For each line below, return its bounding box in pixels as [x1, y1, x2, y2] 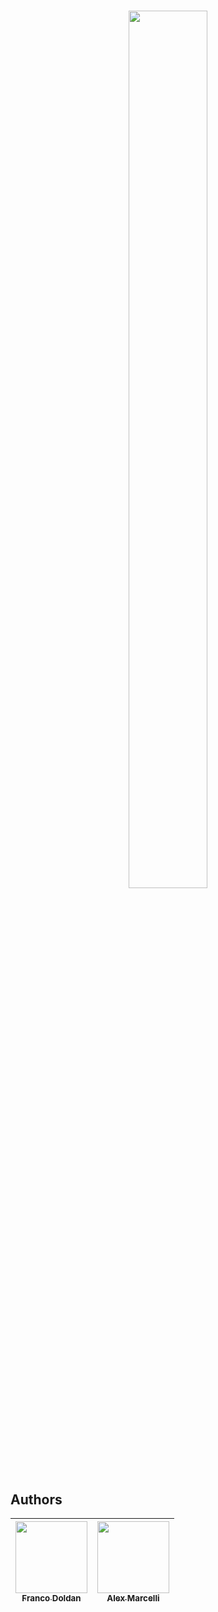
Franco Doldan [21, 1593, 82, 1604]
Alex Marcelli [106, 1593, 160, 1604]
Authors [10, 1491, 63, 1508]
